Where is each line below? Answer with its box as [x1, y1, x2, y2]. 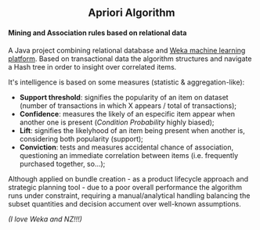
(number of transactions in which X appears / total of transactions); [19, 101, 237, 110]
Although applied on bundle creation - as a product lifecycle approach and [8, 174, 249, 183]
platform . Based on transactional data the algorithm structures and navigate [8, 54, 252, 63]
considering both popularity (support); [19, 134, 143, 143]
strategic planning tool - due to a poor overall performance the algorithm [8, 182, 243, 192]
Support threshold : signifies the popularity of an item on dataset [19, 92, 229, 102]
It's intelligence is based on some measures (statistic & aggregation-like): [8, 77, 245, 87]
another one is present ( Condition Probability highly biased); [19, 117, 215, 127]
